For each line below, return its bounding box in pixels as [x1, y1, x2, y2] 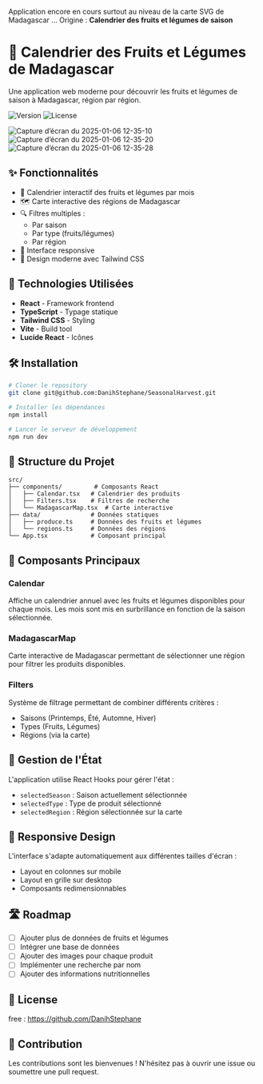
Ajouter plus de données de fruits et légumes [19, 933, 169, 943]
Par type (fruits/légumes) [31, 228, 115, 238]
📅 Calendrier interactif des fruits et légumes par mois [19, 187, 195, 197]
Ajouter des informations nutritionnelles [19, 969, 150, 978]
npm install [8, 411, 48, 419]
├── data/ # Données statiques [8, 511, 159, 519]
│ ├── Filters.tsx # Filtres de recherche [8, 497, 170, 505]
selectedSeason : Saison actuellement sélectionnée [19, 790, 188, 799]
